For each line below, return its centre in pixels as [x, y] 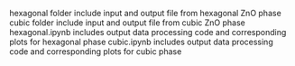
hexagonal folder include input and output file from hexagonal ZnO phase [145, 13]
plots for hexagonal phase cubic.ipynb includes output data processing [141, 42]
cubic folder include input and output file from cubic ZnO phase [128, 23]
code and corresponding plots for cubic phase [96, 52]
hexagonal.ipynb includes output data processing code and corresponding [148, 32]
